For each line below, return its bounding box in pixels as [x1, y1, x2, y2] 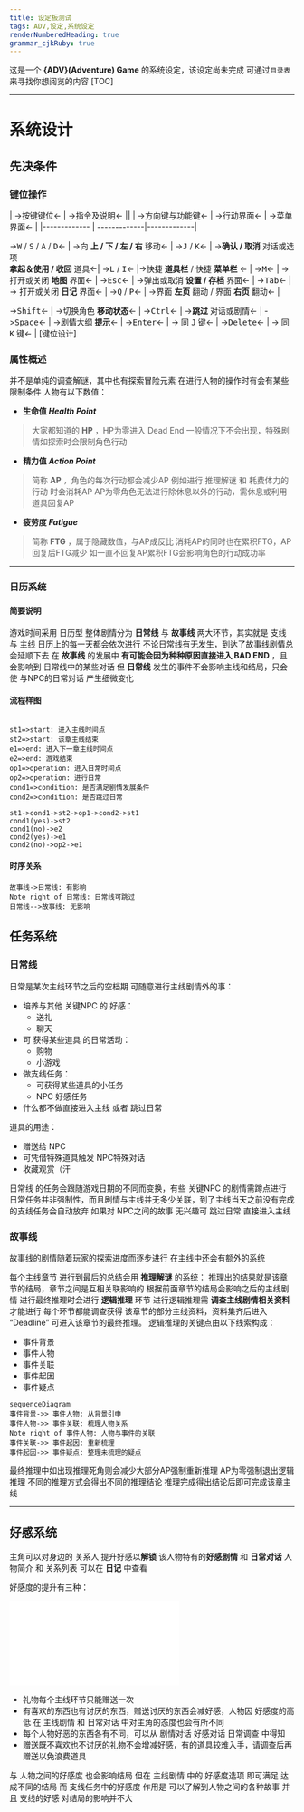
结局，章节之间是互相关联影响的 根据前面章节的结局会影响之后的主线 [24, 1282, 281, 1293]
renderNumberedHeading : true [9, 30, 119, 39]
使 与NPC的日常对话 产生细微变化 [9, 672, 134, 683]
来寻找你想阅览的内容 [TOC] [9, 76, 114, 87]
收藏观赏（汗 [22, 1163, 71, 1174]
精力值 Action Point [22, 455, 97, 467]
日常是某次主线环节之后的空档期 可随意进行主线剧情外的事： [9, 980, 233, 991]
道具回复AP [31, 498, 75, 509]
